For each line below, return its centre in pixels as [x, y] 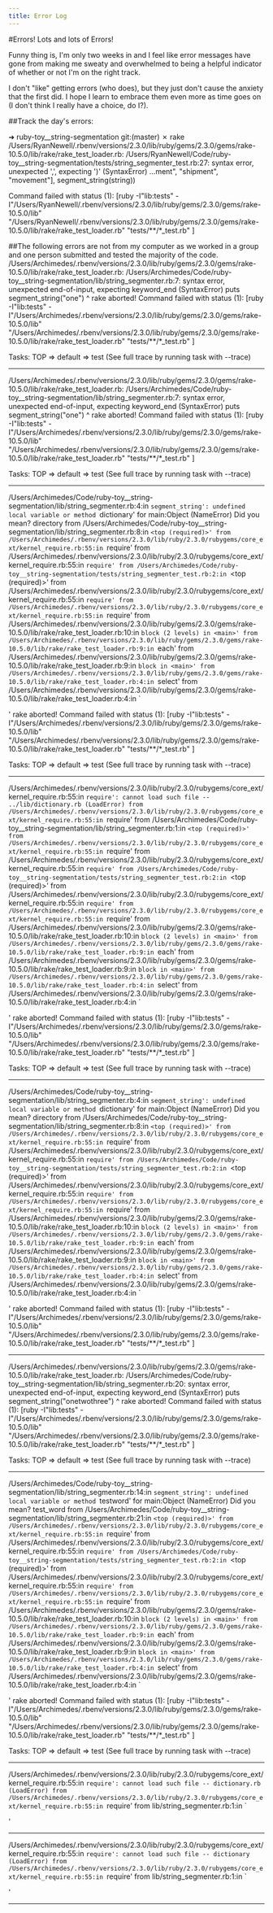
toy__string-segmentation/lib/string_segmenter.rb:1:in [97, 828]
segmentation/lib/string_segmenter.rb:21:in [80, 1518]
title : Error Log [38, 16]
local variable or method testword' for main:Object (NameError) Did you [132, 1501]
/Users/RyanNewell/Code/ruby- [178, 154]
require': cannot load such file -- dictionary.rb [173, 1783]
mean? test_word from [46, 1509]
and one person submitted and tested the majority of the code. [113, 255]
